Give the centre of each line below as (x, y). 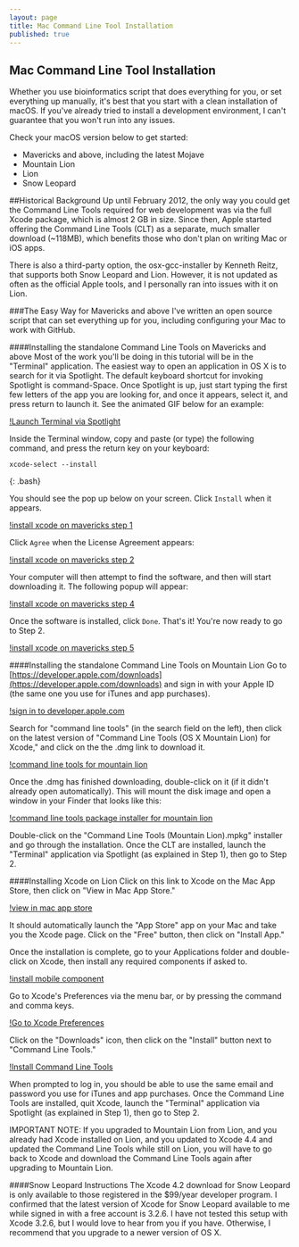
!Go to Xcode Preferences (57, 1023)
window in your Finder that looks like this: (86, 801)
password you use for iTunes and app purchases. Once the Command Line (147, 1093)
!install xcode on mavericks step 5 (72, 648)
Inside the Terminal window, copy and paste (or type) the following (132, 439)
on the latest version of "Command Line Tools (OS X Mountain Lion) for (140, 738)
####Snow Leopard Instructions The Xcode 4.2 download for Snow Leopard (150, 1185)
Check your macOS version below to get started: (99, 137)
